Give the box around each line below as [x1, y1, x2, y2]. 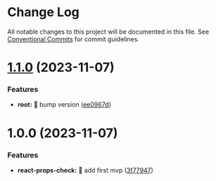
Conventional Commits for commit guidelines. [7, 34, 139, 43]
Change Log [7, 4, 80, 20]
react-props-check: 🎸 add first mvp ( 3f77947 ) [17, 166, 153, 174]
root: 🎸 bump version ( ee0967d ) [17, 100, 111, 109]
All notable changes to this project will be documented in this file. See [7, 27, 210, 36]
